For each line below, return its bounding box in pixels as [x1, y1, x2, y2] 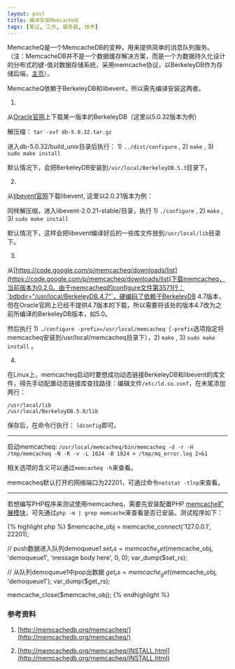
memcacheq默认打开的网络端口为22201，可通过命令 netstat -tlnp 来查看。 [7, 478, 224, 487]
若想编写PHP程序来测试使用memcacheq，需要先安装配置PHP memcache [7, 500, 218, 508]
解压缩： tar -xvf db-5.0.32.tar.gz [7, 127, 112, 136]
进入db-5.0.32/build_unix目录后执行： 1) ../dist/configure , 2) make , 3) [7, 143, 214, 151]
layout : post [7, 10, 45, 17]
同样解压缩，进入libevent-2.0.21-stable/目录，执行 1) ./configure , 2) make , [7, 207, 224, 215]
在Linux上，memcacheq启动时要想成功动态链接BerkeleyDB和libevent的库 [7, 371, 219, 379]
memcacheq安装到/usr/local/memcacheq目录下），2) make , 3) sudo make [7, 333, 215, 342]
